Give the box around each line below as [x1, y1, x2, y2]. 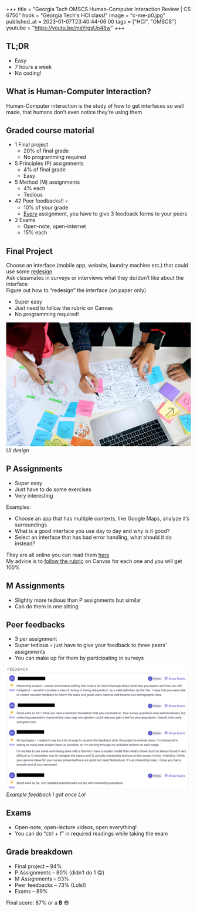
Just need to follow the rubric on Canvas [14, 304, 113, 312]
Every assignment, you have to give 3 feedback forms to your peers [23, 210, 188, 217]
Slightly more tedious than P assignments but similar [14, 597, 142, 604]
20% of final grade [23, 147, 69, 154]
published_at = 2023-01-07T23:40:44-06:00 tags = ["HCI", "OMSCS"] [6, 18, 176, 25]
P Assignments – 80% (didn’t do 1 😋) [14, 869, 105, 876]
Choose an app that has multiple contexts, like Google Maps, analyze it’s [14, 515, 190, 522]
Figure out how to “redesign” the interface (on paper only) [6, 287, 147, 294]
